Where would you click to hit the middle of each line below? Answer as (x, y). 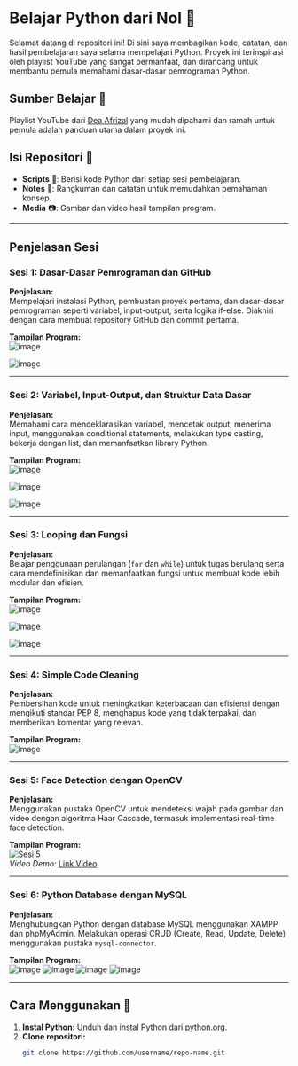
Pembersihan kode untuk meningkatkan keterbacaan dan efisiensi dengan (145, 703)
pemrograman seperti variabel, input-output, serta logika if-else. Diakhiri (141, 310)
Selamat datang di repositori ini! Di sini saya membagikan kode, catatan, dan (149, 43)
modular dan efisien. (47, 582)
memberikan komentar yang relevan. (76, 723)
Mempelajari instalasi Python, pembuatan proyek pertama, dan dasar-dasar (147, 302)
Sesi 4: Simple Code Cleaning (74, 675)
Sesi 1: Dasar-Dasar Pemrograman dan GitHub (110, 272)
